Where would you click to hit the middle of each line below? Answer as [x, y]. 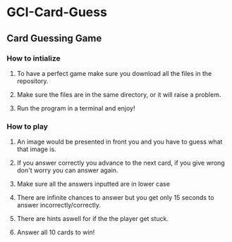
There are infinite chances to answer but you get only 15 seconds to [115, 198]
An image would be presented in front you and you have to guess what [120, 142]
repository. [32, 81]
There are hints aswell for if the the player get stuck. [93, 219]
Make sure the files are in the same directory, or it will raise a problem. [119, 94]
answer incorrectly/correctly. [59, 205]
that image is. [37, 149]
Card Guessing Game [54, 38]
